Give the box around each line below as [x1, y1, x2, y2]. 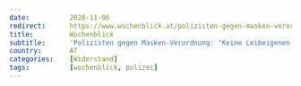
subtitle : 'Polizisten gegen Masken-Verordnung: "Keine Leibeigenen [9, 38, 291, 47]
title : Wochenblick [9, 30, 115, 39]
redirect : [9, 21, 47, 30]
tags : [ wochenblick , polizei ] [9, 64, 159, 73]
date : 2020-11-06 [9, 13, 110, 22]
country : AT [9, 47, 78, 56]
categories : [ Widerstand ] [9, 55, 118, 64]
